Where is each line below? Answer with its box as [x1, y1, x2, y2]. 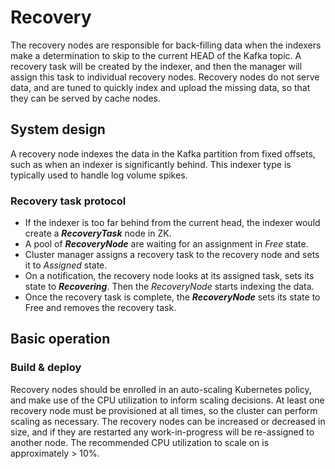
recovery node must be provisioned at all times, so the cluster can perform [10, 404, 318, 416]
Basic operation [10, 331, 111, 348]
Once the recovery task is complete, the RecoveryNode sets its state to [24, 291, 321, 303]
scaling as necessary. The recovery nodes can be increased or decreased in [10, 415, 326, 427]
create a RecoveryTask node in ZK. [24, 227, 172, 240]
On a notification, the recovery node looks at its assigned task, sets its [24, 270, 315, 282]
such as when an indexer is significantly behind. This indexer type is [10, 158, 292, 170]
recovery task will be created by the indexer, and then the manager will [10, 60, 303, 72]
